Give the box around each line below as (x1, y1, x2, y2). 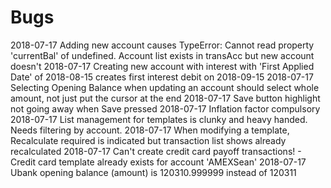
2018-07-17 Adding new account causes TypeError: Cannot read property (10, 39, 315, 51)
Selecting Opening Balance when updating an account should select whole (10, 81, 320, 93)
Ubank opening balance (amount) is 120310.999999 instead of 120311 (10, 166, 297, 178)
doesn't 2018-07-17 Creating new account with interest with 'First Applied (10, 60, 315, 72)
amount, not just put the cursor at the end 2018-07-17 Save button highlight (10, 92, 321, 104)
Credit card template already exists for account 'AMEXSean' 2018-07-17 (10, 156, 307, 168)
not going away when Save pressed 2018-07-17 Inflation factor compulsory (10, 102, 321, 115)
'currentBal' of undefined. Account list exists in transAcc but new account (10, 49, 315, 61)
